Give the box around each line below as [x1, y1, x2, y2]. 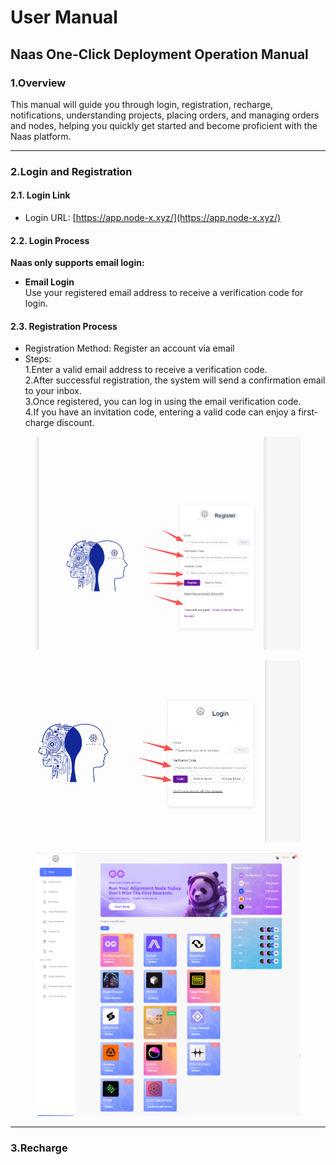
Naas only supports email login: [10, 257, 145, 269]
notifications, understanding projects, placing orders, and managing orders [10, 109, 320, 121]
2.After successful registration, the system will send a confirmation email [24, 374, 326, 386]
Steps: [24, 353, 52, 365]
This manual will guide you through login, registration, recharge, [10, 98, 274, 110]
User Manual [10, 6, 118, 29]
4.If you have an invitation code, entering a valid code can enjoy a [24, 406, 297, 418]
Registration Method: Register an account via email [24, 342, 235, 355]
